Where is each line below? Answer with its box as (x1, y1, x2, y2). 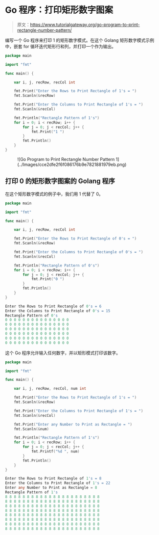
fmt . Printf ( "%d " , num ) (31, 449, 80, 454)
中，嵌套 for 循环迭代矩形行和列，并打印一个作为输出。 (5, 43, 116, 49)
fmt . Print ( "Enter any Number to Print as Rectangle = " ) (14, 422, 133, 427)
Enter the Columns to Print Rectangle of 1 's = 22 (5, 481, 111, 486)
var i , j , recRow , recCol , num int (14, 386, 87, 391)
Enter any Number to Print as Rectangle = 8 (5, 485, 97, 490)
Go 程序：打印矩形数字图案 (5, 4, 114, 16)
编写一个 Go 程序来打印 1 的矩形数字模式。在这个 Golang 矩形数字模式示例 (5, 37, 155, 43)
